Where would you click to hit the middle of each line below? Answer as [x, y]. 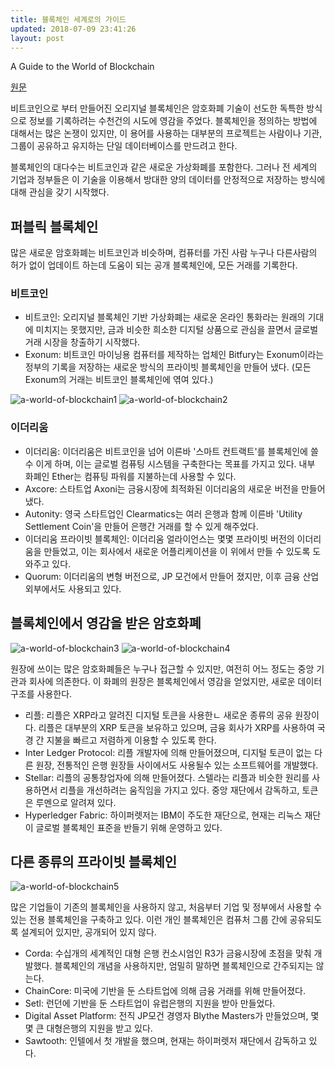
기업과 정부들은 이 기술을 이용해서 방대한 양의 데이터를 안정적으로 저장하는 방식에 [168, 180]
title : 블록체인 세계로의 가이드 [68, 19]
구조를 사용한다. [41, 693]
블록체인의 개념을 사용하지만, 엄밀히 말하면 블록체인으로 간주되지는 [184, 966]
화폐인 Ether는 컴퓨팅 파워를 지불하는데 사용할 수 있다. [130, 476]
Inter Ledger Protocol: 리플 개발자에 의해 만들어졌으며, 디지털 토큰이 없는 [168, 752]
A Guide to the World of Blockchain [82, 67]
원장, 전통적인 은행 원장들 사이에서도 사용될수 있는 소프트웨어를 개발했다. [177, 765]
